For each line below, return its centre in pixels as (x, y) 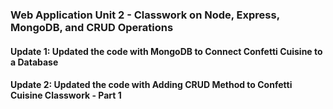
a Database (34, 62)
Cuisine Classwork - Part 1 (66, 95)
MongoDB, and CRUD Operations (92, 27)
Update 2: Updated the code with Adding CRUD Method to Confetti (151, 85)
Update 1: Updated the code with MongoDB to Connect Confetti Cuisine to (166, 51)
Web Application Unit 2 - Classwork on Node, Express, (145, 15)
